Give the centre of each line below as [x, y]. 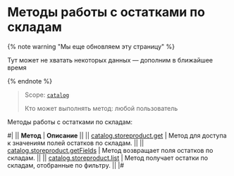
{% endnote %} [30, 81]
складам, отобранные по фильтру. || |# [66, 165]
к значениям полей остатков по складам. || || [76, 143]
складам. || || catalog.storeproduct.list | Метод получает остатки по [108, 158]
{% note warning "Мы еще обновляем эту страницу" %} [91, 46]
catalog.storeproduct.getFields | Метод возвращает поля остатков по [110, 150]
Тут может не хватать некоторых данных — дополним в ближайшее [110, 60]
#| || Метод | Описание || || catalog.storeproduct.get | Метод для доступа [117, 135]
